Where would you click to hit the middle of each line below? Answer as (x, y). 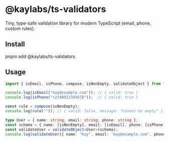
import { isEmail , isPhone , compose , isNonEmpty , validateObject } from (83, 84)
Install (15, 44)
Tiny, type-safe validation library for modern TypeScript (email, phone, (78, 23)
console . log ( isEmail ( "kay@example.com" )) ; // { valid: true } (72, 93)
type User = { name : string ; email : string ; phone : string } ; (72, 120)
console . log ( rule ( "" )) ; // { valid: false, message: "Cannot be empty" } (84, 111)
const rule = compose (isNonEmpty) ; (43, 106)
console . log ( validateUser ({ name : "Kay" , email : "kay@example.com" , (78, 134)
